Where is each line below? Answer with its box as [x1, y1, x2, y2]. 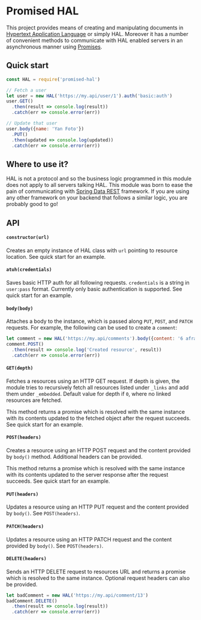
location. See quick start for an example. [6, 253, 106, 260]
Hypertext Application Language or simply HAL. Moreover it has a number [6, 30, 188, 37]
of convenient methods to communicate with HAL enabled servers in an [6, 37, 183, 44]
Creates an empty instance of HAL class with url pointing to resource [6, 247, 178, 254]
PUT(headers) [6, 491, 39, 497]
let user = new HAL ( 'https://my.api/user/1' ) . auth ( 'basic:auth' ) [6, 93, 172, 99]
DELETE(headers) [6, 556, 47, 562]
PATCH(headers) [6, 523, 44, 530]
